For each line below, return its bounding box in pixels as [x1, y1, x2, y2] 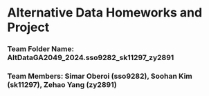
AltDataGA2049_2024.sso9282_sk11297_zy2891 [7, 53, 174, 63]
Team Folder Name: [7, 44, 75, 54]
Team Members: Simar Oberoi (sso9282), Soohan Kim [7, 71, 192, 81]
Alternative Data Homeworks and [7, 5, 203, 21]
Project [7, 19, 50, 35]
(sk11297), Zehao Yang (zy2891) [7, 80, 117, 90]
